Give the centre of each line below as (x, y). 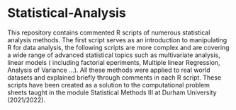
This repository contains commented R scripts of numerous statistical (109, 32)
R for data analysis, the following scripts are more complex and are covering (118, 47)
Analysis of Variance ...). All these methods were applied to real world (109, 70)
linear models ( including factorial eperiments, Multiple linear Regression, (114, 62)
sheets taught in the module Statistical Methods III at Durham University (112, 92)
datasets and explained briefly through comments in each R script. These (114, 77)
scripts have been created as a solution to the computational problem (109, 85)
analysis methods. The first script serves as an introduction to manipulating (117, 39)
